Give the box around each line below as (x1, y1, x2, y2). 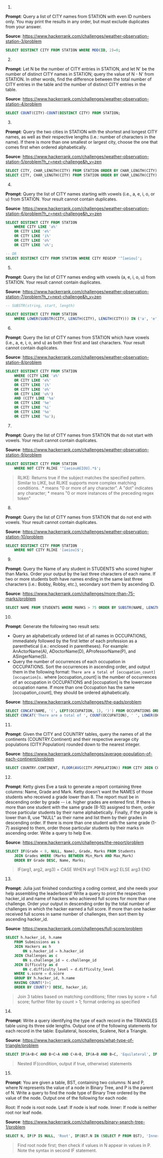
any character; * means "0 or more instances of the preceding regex (17, 490, 154, 496)
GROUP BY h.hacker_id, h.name (14, 976, 75, 981)
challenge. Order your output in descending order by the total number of (5, 901, 150, 907)
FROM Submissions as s (14, 940, 60, 945)
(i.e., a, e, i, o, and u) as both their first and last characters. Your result (5, 340, 145, 346)
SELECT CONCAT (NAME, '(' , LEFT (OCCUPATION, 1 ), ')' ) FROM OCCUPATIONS (5, 708, 151, 713)
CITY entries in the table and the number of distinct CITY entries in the (5, 81, 146, 87)
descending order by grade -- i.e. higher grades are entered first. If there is (5, 799, 155, 805)
